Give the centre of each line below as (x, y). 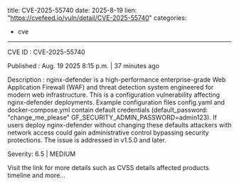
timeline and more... (37, 175)
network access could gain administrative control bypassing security (108, 132)
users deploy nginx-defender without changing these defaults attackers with (119, 125)
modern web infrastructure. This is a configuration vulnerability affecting (114, 95)
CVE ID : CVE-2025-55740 (46, 52)
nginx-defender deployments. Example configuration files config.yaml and (116, 102)
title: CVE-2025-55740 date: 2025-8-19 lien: (72, 10)
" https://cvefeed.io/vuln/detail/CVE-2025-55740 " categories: (97, 18)
